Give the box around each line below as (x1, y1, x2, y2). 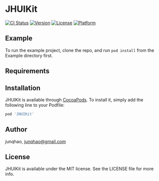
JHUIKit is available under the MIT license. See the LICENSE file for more (5, 166, 154, 172)
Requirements (5, 67, 50, 75)
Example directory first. (5, 52, 53, 58)
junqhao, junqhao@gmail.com (5, 138, 66, 144)
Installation (5, 84, 41, 92)
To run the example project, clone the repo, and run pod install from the (5, 47, 155, 53)
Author (5, 125, 27, 134)
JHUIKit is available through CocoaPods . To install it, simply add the (5, 96, 144, 102)
